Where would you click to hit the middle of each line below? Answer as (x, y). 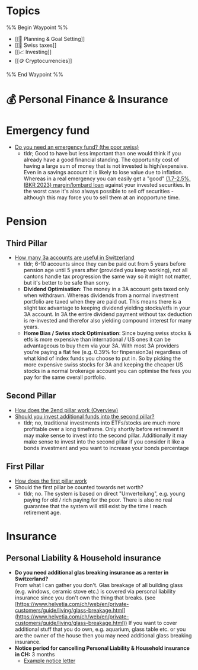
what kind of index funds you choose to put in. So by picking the (102, 358)
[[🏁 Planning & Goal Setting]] (49, 39)
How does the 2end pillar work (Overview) (66, 410)
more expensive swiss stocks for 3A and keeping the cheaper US (103, 365)
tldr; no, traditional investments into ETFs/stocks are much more (102, 423)
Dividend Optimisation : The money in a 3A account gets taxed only (106, 289)
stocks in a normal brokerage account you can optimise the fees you (107, 371)
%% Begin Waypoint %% (37, 27)
